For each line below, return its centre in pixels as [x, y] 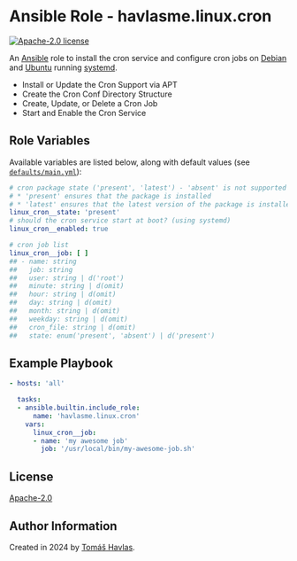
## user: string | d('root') [67, 278]
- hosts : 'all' [37, 384]
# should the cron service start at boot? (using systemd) [120, 221]
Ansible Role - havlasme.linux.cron [141, 16]
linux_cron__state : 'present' [65, 213]
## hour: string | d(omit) [63, 294]
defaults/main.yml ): [46, 171]
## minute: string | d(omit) [67, 286]
